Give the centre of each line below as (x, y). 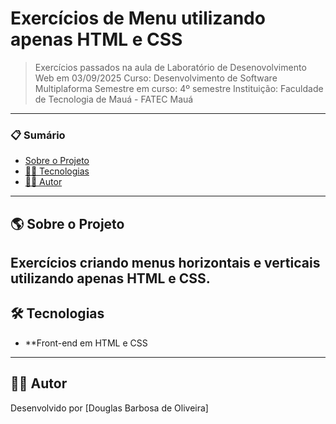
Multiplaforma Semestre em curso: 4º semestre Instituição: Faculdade (179, 88)
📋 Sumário (38, 135)
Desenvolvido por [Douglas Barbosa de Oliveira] (109, 408)
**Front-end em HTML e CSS (86, 343)
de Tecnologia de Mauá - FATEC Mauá (114, 99)
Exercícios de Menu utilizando (138, 18)
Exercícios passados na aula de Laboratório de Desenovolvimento (170, 67)
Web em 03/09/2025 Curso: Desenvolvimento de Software (156, 78)
